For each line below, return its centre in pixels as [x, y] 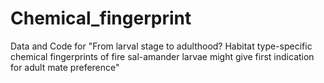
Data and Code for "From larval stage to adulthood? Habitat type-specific [161, 46]
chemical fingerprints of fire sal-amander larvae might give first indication [162, 56]
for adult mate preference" [65, 67]
